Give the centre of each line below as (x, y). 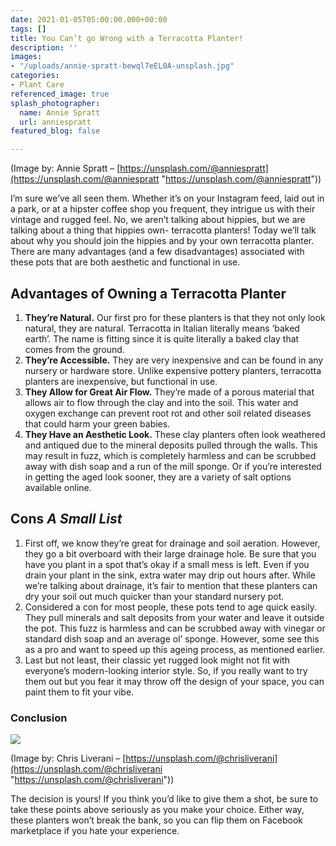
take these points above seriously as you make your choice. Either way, (157, 810)
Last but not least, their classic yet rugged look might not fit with (157, 660)
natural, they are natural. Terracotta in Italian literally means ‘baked (162, 328)
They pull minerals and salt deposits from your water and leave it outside (174, 617)
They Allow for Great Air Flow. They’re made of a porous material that (169, 392)
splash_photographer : (55, 103)
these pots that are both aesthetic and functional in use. (125, 262)
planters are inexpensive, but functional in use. (121, 381)
